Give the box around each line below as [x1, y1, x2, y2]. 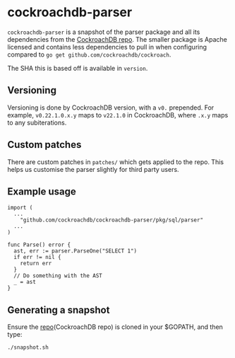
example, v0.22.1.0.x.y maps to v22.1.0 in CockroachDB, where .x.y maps [7, 110, 229, 119]
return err [20, 260, 52, 267]
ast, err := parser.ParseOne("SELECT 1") [13, 248, 138, 255]
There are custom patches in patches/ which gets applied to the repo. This [7, 157, 224, 166]
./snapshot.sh [7, 344, 49, 351]
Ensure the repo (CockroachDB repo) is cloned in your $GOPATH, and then [7, 323, 224, 331]
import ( [7, 204, 33, 212]
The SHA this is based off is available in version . [7, 64, 148, 72]
